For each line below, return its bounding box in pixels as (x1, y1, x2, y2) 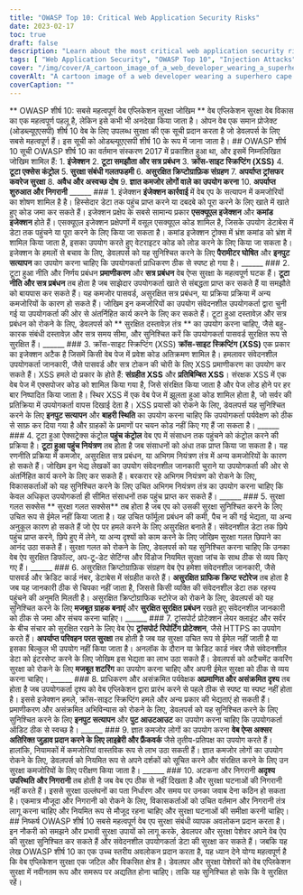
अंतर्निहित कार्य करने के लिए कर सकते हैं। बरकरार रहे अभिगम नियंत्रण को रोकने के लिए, (9, 470, 257, 481)
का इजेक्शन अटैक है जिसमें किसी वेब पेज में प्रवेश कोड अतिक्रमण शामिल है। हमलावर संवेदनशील (9, 348, 278, 359)
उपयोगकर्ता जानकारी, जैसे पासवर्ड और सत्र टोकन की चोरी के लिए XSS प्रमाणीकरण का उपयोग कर (9, 358, 286, 370)
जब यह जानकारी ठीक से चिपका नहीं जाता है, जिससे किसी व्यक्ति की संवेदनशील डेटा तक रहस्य (9, 582, 277, 593)
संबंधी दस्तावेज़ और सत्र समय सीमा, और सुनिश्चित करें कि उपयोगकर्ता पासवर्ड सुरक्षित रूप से (28, 328, 288, 339)
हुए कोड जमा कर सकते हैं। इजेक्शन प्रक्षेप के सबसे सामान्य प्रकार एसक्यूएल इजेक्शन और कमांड (9, 207, 273, 217)
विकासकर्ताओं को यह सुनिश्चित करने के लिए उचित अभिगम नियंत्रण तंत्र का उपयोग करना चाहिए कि (9, 480, 284, 492)
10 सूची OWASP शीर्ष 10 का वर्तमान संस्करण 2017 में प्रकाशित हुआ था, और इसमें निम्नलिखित (9, 145, 281, 156)
